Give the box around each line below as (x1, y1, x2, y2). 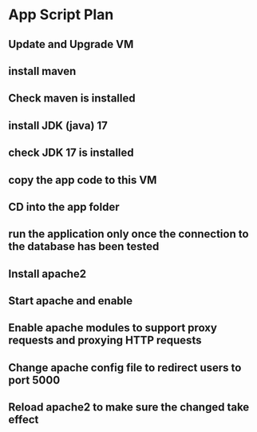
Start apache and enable (8, 294, 133, 308)
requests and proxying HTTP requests (8, 334, 202, 347)
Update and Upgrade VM (8, 38, 134, 51)
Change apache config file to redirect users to (8, 361, 242, 375)
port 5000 (8, 373, 61, 386)
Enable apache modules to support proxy (8, 321, 218, 335)
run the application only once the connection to (8, 228, 249, 241)
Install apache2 (8, 267, 87, 280)
